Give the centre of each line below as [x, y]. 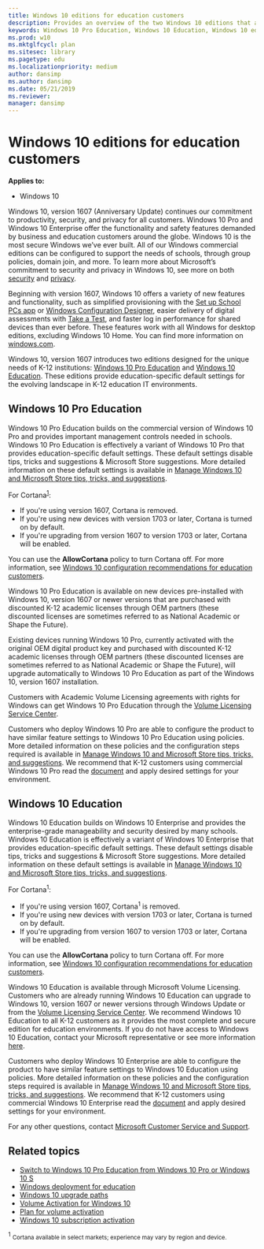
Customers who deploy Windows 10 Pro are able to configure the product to [131, 729]
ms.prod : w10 [29, 37]
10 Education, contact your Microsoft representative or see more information [132, 1037]
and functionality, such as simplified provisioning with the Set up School [125, 302]
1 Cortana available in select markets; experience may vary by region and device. [117, 1236]
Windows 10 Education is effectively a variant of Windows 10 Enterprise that [131, 839]
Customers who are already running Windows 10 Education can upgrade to [130, 995]
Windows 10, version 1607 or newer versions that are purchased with [119, 599]
